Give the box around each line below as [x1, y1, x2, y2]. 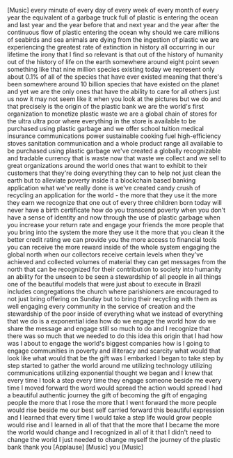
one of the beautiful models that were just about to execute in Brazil [7, 280, 202, 288]
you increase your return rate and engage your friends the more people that [7, 221, 225, 229]
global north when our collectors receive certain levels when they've [7, 250, 204, 259]
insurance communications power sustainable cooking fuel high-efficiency [7, 132, 221, 140]
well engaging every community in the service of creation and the [7, 303, 196, 310]
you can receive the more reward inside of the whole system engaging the [7, 243, 220, 251]
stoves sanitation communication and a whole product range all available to [7, 139, 223, 147]
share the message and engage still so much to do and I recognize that [7, 324, 211, 333]
